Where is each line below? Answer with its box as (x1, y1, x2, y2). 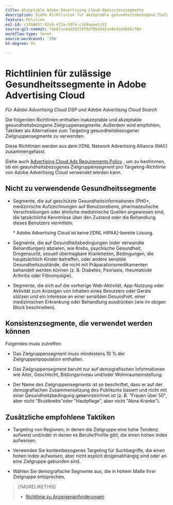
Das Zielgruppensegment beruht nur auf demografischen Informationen (12, 366, 165, 372)
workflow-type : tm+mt (5, 31, 52, 37)
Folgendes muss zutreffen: (5, 340, 62, 347)
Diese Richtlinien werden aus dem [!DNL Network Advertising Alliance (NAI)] (5, 142, 168, 149)
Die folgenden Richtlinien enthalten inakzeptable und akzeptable (5, 116, 142, 122)
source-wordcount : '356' (5, 37, 59, 42)
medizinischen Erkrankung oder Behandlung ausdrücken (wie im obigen (12, 299, 166, 305)
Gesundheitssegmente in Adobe (5, 78, 147, 90)
